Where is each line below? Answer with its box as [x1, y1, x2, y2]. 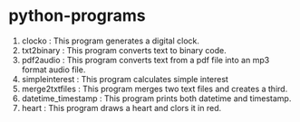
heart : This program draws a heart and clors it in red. [21, 102, 222, 113]
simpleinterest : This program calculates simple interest [21, 73, 228, 84]
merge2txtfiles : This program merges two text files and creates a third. [21, 83, 288, 94]
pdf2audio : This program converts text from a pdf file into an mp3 [21, 54, 270, 65]
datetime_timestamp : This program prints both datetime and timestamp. [21, 92, 292, 104]
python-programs [8, 5, 146, 26]
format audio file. [21, 64, 86, 75]
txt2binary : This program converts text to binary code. [21, 44, 227, 55]
